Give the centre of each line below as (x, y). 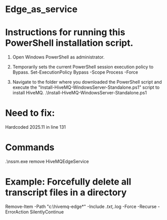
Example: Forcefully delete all (68, 182)
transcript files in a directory (66, 192)
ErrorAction (17, 212)
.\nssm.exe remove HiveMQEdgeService (47, 161)
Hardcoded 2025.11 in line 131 (36, 127)
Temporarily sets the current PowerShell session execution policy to (83, 67)
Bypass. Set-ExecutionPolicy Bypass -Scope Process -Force (75, 72)
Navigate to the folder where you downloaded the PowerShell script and (87, 82)
